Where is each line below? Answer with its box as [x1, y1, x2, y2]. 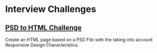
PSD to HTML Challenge [5, 23, 82, 32]
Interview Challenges [5, 3, 97, 15]
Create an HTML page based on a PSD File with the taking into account [5, 36, 153, 42]
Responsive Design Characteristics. [5, 42, 79, 48]
